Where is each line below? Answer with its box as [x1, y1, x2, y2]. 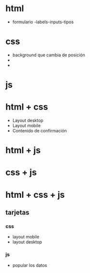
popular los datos [12, 262, 47, 268]
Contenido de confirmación [12, 128, 67, 133]
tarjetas [5, 208, 29, 216]
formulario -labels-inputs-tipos [12, 19, 74, 25]
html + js [5, 145, 41, 156]
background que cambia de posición [12, 52, 86, 58]
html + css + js [5, 189, 65, 200]
